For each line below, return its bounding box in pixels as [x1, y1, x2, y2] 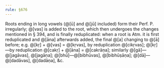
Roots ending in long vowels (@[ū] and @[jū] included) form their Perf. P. [5, 21, 154, 27]
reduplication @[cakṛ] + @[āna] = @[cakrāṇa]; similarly [15, 47, 129, 53]
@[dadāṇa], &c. [32, 57, 64, 63]
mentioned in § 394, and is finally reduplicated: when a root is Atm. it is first [5, 31, 160, 37]
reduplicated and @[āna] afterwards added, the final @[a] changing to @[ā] [5, 36, 160, 42]
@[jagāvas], [5, 52, 30, 58]
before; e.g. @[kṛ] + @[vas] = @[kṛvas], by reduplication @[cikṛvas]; [5, 41, 145, 47]
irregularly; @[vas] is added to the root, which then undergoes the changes [5, 26, 159, 32]
